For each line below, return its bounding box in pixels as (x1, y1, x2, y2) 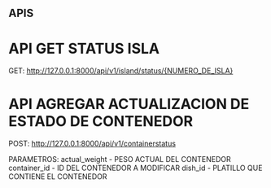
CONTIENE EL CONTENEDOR (8, 172, 107, 181)
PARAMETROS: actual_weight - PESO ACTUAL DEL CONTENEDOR (8, 155, 232, 164)
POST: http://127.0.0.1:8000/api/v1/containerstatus (8, 138, 177, 149)
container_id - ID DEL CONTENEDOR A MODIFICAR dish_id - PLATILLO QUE (8, 163, 263, 173)
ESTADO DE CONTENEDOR (8, 111, 194, 130)
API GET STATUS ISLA (8, 39, 160, 58)
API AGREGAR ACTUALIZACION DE (8, 94, 250, 113)
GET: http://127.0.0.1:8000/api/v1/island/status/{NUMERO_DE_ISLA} (8, 66, 234, 76)
